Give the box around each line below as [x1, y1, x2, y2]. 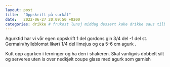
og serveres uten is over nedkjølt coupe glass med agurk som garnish [5, 56, 151, 62]
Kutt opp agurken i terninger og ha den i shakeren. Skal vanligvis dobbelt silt [5, 51, 164, 57]
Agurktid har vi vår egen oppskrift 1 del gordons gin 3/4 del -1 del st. [5, 36, 148, 42]
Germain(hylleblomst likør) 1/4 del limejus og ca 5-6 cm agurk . [5, 41, 137, 47]
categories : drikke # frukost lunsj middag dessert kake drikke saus [5, 21, 155, 27]
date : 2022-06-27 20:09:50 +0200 [5, 17, 80, 22]
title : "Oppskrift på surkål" [5, 12, 71, 17]
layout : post [5, 7, 33, 13]
